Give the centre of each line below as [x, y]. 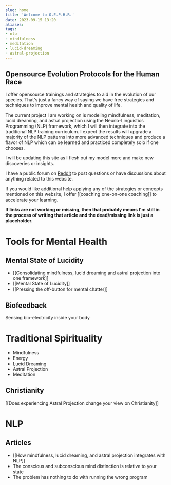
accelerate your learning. [32, 200]
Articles [18, 443]
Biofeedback [26, 305]
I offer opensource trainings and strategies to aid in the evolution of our [81, 94]
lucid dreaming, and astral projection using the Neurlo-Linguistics [74, 121]
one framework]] [31, 278]
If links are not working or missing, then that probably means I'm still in [83, 210]
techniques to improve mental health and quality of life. [64, 105]
